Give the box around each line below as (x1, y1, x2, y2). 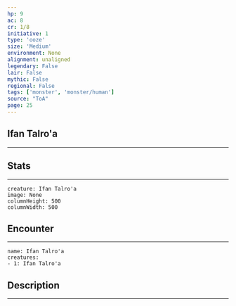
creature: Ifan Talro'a (7, 185, 77, 192)
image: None (7, 191, 42, 198)
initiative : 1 (7, 30, 49, 37)
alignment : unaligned (7, 56, 71, 63)
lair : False (7, 69, 42, 76)
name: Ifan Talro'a (7, 248, 65, 255)
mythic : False (7, 75, 49, 83)
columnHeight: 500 (7, 198, 61, 205)
